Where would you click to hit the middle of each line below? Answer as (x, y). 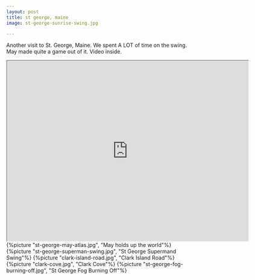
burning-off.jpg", (27, 270)
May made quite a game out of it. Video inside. (64, 52)
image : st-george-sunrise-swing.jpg (52, 23)
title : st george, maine (37, 17)
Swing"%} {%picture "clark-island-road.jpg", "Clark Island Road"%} (90, 258)
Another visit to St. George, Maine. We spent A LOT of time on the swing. (97, 45)
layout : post (23, 12)
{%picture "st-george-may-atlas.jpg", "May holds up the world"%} (89, 245)
